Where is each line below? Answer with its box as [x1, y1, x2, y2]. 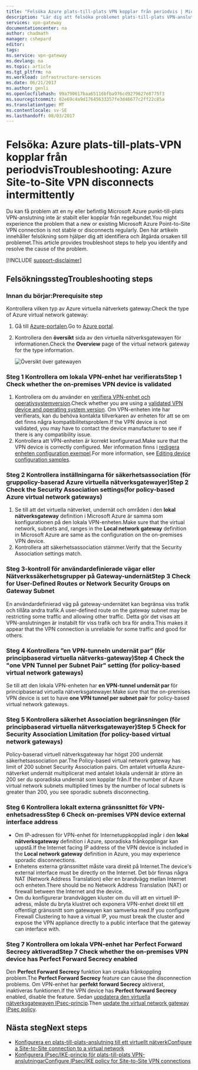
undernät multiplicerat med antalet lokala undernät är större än [30, 770, 183, 777]
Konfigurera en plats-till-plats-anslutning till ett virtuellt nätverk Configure [14, 1038, 192, 1045]
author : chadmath [6, 31, 49, 37]
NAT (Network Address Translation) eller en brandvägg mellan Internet [14, 875, 187, 882]
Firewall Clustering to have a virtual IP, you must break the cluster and [14, 913, 184, 920]
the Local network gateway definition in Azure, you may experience [14, 850, 181, 857]
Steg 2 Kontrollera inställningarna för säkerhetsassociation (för [6, 471, 191, 479]
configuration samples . [14, 456, 71, 463]
